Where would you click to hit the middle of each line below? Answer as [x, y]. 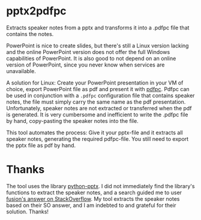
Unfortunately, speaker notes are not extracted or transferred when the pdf [99, 108]
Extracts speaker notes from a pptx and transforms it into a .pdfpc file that [98, 28]
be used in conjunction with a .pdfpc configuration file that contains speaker [100, 95]
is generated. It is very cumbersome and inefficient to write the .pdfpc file [97, 114]
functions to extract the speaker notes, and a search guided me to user [94, 192]
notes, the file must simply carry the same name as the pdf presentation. [96, 102]
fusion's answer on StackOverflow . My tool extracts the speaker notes [93, 198]
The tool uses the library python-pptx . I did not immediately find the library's [100, 186]
